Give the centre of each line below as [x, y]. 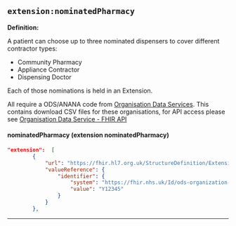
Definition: [23, 27]
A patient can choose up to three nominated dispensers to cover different [113, 41]
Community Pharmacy [50, 62]
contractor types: [32, 48]
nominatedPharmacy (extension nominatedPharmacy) [88, 135]
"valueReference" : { [75, 169]
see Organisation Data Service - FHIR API [67, 119]
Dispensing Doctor [44, 77]
